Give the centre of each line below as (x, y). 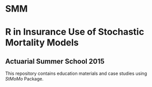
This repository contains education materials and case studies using (76, 73)
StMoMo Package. (24, 79)
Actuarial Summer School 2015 (55, 61)
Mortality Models (42, 43)
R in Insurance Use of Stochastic (75, 32)
